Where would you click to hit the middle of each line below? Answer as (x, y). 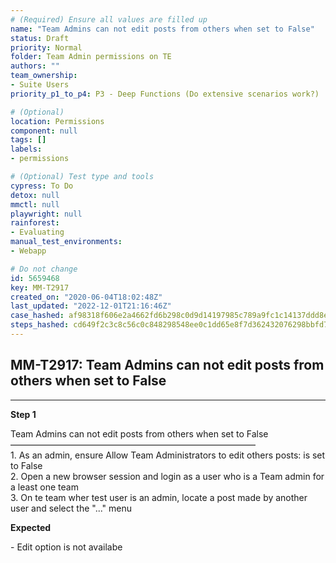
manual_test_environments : (66, 242)
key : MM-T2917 (40, 287)
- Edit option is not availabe (66, 547)
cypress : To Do (42, 186)
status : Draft (40, 38)
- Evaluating (37, 232)
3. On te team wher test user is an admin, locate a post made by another (159, 497)
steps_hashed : (40, 325)
